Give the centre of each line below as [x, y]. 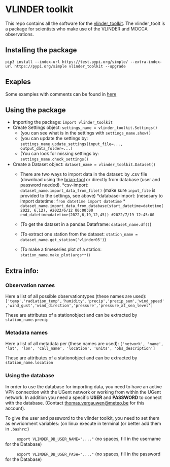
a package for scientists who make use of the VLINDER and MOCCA [77, 28]
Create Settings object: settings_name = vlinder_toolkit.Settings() [85, 127]
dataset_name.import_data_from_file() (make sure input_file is [88, 190]
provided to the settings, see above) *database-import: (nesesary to [92, 196]
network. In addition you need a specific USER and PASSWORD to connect [83, 397]
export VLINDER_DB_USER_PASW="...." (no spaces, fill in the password [89, 454]
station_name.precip [27, 320]
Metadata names [27, 332]
